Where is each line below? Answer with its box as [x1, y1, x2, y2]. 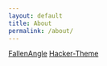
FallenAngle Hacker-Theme [8, 49, 99, 59]
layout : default [8, 11, 63, 20]
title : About [8, 19, 52, 27]
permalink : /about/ [8, 27, 74, 35]
